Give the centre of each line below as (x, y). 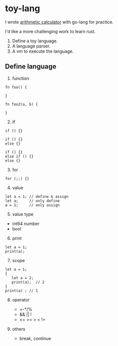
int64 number (26, 223)
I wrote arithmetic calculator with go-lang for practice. (59, 22)
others (19, 329)
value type (23, 214)
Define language (31, 67)
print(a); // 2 (28, 282)
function (20, 78)
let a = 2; (23, 278)
